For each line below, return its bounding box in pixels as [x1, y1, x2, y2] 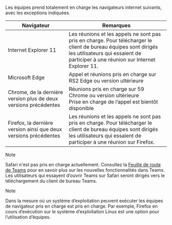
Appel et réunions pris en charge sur [69, 71, 157, 78]
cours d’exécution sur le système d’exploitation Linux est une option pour [5, 209, 160, 214]
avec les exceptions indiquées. [5, 10, 71, 16]
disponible [69, 105, 94, 111]
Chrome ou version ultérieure [69, 92, 139, 99]
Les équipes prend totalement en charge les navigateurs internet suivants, [5, 5, 162, 10]
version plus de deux [8, 95, 58, 102]
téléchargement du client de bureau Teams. [5, 178, 97, 184]
